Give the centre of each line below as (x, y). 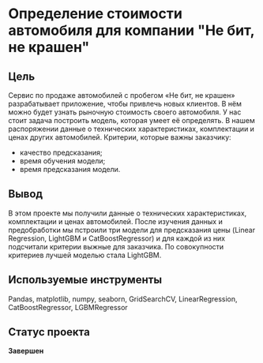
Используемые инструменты (85, 280)
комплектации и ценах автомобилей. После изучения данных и (115, 221)
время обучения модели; (62, 161)
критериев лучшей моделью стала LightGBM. (85, 255)
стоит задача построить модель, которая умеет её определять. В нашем (131, 120)
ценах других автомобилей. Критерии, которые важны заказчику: (120, 137)
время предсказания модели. (70, 169)
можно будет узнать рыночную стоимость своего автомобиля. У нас (125, 112)
